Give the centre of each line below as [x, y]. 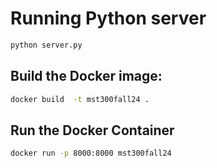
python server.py [46, 45]
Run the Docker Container [92, 130]
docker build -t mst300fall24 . [80, 99]
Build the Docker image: [86, 76]
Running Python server [108, 18]
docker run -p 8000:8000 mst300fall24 [91, 153]
